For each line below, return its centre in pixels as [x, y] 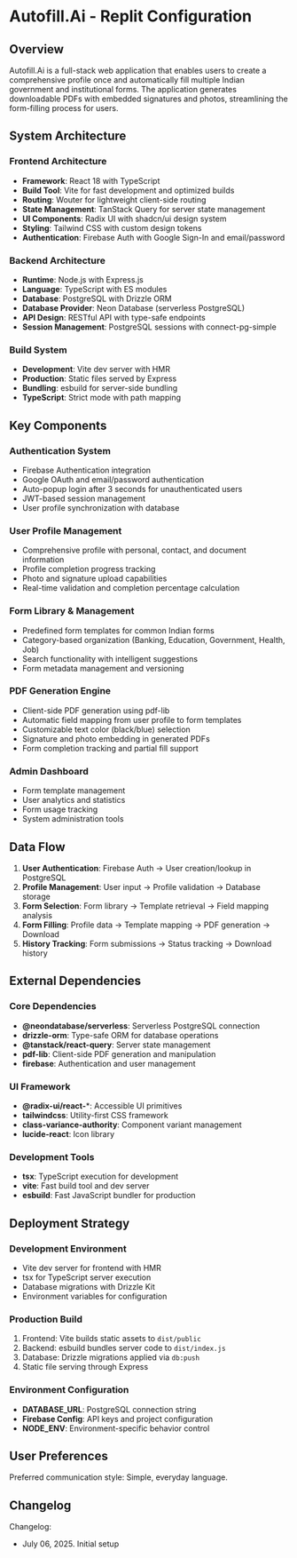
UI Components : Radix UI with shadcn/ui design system [124, 219]
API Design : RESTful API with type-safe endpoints [113, 317]
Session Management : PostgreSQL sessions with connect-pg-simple [149, 327]
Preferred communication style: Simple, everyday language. [118, 1477]
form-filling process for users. [64, 108]
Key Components [58, 425]
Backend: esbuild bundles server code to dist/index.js [124, 1348]
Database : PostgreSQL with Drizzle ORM [97, 298]
